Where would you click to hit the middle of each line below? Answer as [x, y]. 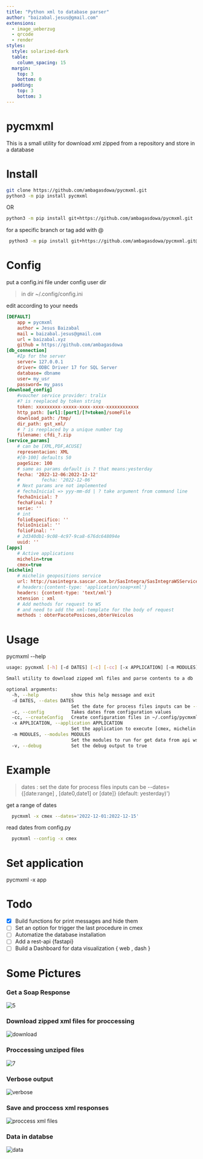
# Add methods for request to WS [59, 604]
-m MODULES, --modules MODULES [51, 734]
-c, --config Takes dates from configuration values [92, 712]
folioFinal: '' [36, 531]
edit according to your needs [42, 306]
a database [20, 150]
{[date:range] [37, 793]
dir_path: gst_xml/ [42, 424]
